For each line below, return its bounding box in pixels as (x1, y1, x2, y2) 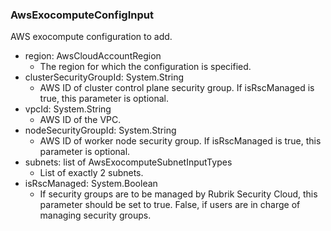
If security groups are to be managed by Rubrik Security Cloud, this (39, 188, 318, 200)
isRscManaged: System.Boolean (24, 178, 158, 190)
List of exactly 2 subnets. (39, 167, 144, 179)
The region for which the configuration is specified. (39, 61, 252, 73)
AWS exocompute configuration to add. (10, 31, 173, 43)
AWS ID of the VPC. (39, 114, 122, 126)
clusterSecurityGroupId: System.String (24, 71, 185, 83)
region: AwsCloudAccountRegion (24, 50, 162, 62)
